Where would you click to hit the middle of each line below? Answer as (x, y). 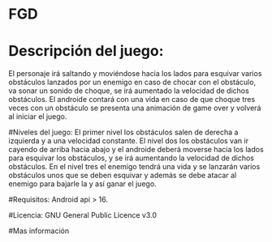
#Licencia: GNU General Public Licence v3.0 (82, 215)
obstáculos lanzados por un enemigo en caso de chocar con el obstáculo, (132, 83)
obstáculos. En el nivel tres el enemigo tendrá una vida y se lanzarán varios (134, 167)
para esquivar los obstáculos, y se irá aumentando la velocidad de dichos (131, 158)
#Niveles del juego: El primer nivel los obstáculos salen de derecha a (123, 132)
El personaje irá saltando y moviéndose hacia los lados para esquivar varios (135, 74)
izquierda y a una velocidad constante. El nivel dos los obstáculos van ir (129, 141)
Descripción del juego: (86, 51)
